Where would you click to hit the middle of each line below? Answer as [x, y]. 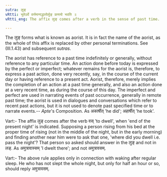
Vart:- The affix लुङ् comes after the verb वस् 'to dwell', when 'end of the [78, 121]
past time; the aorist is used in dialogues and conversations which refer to [81, 101]
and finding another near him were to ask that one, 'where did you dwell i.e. [83, 137]
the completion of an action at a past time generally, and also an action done [84, 85]
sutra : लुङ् [16, 10]
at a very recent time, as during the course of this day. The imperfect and [80, 90]
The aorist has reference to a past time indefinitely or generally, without [79, 58]
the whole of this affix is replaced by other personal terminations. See [77, 43]
